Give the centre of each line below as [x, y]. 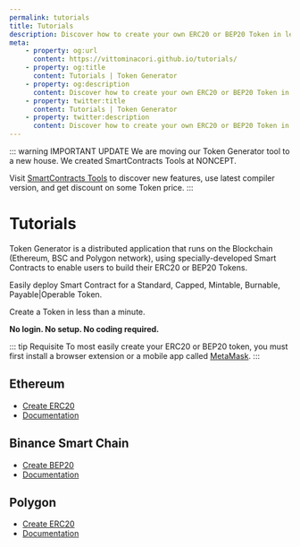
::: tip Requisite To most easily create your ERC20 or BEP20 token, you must [149, 346]
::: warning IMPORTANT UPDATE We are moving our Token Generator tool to [150, 151]
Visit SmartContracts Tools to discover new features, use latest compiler [142, 178]
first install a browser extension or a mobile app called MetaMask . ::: [135, 355]
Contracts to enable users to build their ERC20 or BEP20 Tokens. [129, 267]
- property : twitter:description [87, 117]
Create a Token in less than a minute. [77, 312]
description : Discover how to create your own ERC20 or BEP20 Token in [145, 34]
